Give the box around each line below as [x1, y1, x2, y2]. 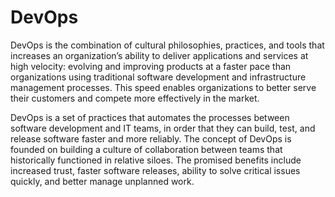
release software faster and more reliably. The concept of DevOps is [10, 132, 292, 145]
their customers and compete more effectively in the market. [10, 92, 260, 104]
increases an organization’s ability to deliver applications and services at [10, 49, 309, 61]
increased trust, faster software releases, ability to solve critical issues [10, 164, 301, 176]
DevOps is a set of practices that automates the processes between [10, 111, 290, 123]
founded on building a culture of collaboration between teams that [10, 143, 283, 155]
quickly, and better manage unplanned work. [10, 175, 195, 187]
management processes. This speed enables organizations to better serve [10, 81, 317, 93]
